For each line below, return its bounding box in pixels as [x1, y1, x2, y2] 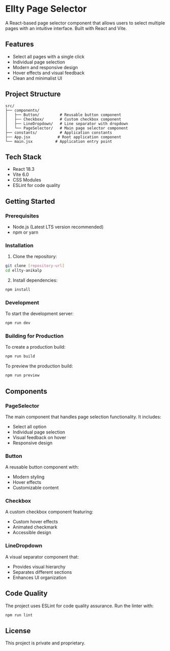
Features [5, 40, 34, 49]
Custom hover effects [12, 519, 58, 525]
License [5, 626, 31, 635]
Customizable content [12, 485, 59, 491]
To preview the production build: [5, 363, 73, 369]
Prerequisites [5, 212, 39, 219]
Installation [5, 242, 34, 249]
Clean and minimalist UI [12, 75, 62, 81]
